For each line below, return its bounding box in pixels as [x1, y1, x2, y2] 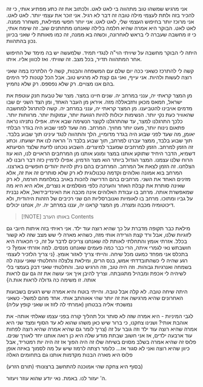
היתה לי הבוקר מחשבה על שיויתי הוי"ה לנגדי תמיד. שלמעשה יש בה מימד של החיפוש [6, 49, 198, 56]
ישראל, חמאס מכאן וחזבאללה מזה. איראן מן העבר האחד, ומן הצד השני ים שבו [6, 98, 183, 105]
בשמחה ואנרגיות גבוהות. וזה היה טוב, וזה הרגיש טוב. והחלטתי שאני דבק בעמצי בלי [6, 263, 192, 270]
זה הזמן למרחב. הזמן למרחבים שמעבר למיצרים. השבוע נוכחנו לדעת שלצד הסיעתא [6, 144, 194, 150]
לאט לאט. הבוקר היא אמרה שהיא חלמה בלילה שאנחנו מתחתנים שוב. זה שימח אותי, [6, 24, 196, 31]
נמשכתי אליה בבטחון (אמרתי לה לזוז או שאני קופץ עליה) [6, 301, 133, 308]
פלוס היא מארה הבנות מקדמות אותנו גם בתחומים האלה [6, 351, 133, 358]
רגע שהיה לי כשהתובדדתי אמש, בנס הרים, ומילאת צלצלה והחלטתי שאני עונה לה [6, 257, 188, 264]
